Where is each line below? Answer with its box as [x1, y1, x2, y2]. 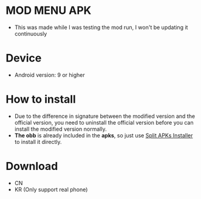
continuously [14, 30, 47, 37]
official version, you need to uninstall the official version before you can [14, 119, 194, 126]
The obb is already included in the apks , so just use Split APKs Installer [14, 131, 193, 139]
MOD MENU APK [5, 4, 92, 18]
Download [5, 160, 58, 173]
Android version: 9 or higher [14, 71, 86, 79]
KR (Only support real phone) [14, 186, 88, 193]
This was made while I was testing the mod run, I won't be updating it [14, 24, 188, 31]
